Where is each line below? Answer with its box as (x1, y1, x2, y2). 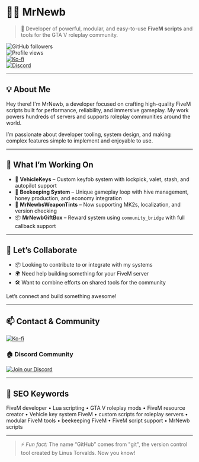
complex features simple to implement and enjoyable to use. (6, 137, 153, 144)
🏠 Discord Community (6, 350, 74, 359)
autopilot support (14, 182, 57, 189)
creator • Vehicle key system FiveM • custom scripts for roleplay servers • (6, 411, 188, 418)
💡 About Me (6, 84, 51, 94)
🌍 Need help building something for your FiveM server (14, 270, 149, 277)
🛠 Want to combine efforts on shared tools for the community (14, 279, 166, 286)
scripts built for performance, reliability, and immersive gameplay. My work (6, 106, 189, 113)
